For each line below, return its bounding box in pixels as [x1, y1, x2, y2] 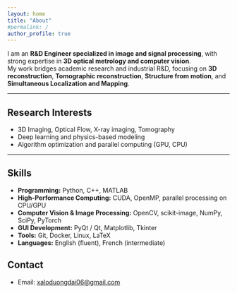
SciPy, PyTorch [17, 216, 62, 225]
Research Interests [7, 107, 92, 119]
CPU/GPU [17, 201, 47, 209]
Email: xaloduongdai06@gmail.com [17, 277, 121, 286]
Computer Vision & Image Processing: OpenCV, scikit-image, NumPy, [17, 208, 223, 217]
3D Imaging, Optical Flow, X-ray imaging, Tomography [17, 125, 175, 134]
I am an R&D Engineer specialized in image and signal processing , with [7, 49, 217, 58]
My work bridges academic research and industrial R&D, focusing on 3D [7, 64, 217, 73]
